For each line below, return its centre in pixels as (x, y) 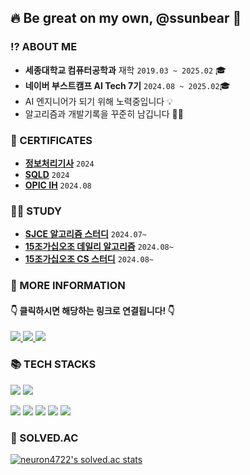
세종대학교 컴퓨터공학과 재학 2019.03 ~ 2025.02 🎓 (125, 70)
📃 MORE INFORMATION (68, 286)
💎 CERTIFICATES (51, 140)
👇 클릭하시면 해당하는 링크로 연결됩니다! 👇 (92, 310)
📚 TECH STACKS (53, 364)
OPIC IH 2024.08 (58, 185)
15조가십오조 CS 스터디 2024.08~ (89, 259)
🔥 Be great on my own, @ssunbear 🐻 (126, 18)
